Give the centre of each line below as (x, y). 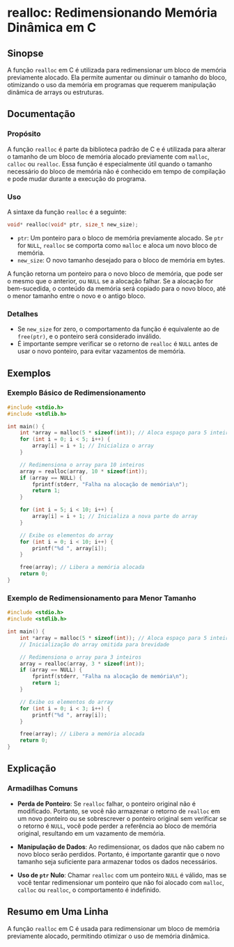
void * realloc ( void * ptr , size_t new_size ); (73, 224)
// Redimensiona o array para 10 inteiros (82, 464)
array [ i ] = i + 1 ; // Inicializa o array (93, 446)
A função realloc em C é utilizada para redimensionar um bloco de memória (117, 70)
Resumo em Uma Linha (58, 912)
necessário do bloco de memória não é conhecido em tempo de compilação (117, 171)
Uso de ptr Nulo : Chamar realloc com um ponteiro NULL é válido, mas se (122, 875)
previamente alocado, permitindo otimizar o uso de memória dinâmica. (109, 936)
